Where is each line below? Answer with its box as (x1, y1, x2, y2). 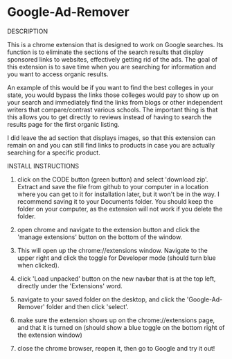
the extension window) (17, 331, 83, 339)
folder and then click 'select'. (46, 302, 130, 310)
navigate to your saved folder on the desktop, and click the (17, 295, 186, 304)
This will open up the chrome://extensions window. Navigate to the (17, 246, 208, 254)
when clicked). (17, 261, 60, 269)
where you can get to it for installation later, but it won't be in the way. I (17, 190, 220, 198)
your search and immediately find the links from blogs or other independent (7, 98, 223, 106)
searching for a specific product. (7, 148, 100, 157)
